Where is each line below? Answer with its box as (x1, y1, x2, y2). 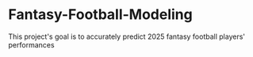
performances (8, 40, 55, 49)
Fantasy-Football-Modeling (8, 6, 193, 24)
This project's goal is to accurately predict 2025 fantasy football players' (8, 32, 246, 41)
